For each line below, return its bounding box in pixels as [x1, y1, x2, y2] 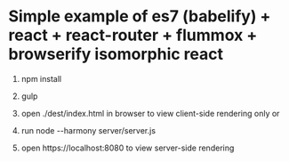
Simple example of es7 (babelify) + [8, 6, 271, 27]
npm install [20, 73, 62, 84]
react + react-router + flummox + [8, 25, 258, 45]
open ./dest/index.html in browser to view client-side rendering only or [20, 108, 280, 118]
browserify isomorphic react [8, 45, 224, 64]
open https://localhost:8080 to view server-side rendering [20, 142, 235, 153]
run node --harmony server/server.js [20, 125, 157, 135]
